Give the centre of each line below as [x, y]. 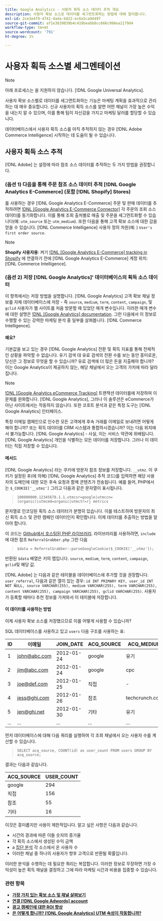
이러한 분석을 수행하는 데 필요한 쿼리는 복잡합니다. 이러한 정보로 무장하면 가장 [78, 863]
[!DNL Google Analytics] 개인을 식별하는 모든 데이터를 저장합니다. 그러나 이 [77, 440]
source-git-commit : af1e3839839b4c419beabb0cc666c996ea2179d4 [69, 23]
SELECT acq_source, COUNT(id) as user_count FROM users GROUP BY [84, 751]
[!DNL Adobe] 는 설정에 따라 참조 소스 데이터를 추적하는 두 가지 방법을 [72, 164]
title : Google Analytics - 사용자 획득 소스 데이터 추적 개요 [62, 9]
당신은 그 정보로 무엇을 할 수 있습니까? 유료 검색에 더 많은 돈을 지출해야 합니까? [80, 361]
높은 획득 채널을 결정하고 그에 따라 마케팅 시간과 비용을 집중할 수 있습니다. [88, 870]
